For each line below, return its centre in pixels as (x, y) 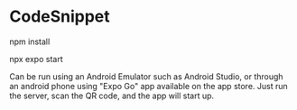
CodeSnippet (60, 17)
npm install (30, 41)
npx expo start (36, 59)
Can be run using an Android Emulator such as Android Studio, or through (146, 76)
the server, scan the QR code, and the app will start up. (112, 96)
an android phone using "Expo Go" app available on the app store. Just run (149, 86)
